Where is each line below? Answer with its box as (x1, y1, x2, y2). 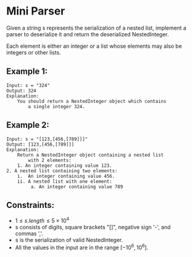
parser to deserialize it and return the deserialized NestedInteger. (6, 30, 170, 37)
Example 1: (6, 67, 48, 77)
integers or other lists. (6, 48, 61, 56)
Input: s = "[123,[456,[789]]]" (6, 136, 88, 142)
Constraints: (6, 200, 55, 210)
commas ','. (15, 230, 44, 237)
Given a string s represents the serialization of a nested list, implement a (6, 24, 187, 31)
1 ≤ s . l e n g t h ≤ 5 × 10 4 (15, 216, 70, 224)
